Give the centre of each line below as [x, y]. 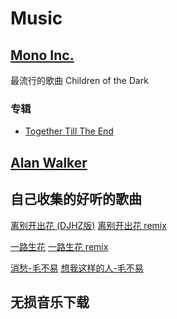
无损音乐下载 [50, 302]
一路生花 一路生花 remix [59, 246]
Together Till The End [69, 131]
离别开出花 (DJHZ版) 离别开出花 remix [88, 225]
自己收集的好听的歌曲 [76, 199]
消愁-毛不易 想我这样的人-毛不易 [77, 268]
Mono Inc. [42, 55]
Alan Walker [49, 162]
